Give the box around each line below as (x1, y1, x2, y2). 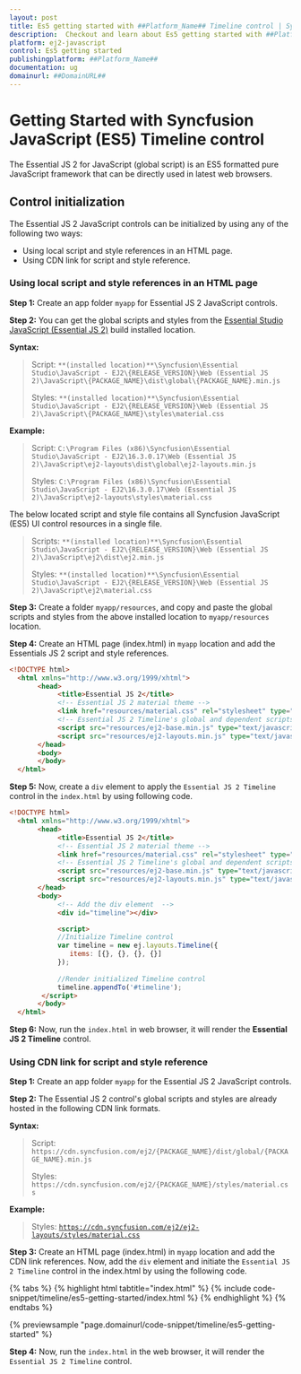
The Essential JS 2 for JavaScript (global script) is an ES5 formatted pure (9, 159, 279, 170)
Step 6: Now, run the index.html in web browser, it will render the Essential (9, 1024, 288, 1035)
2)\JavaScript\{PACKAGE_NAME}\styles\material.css (30, 409, 225, 418)
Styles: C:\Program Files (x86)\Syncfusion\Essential (30, 475, 232, 486)
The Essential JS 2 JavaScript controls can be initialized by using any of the (9, 218, 289, 229)
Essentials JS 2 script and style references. (9, 648, 169, 658)
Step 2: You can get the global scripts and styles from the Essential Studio (9, 315, 284, 326)
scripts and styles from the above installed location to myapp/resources (9, 611, 270, 622)
